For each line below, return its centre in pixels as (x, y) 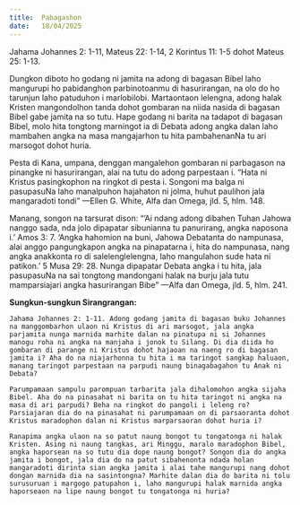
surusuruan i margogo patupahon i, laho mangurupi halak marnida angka (146, 483)
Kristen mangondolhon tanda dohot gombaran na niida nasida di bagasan (145, 107)
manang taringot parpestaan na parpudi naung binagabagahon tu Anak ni (146, 366)
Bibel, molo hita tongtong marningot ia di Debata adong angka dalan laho (144, 126)
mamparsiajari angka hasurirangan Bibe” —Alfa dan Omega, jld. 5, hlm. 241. (149, 284)
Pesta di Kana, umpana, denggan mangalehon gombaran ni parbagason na (147, 162)
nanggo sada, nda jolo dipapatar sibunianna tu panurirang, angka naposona (149, 227)
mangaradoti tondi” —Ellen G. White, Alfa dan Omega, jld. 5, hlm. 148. (137, 200)
